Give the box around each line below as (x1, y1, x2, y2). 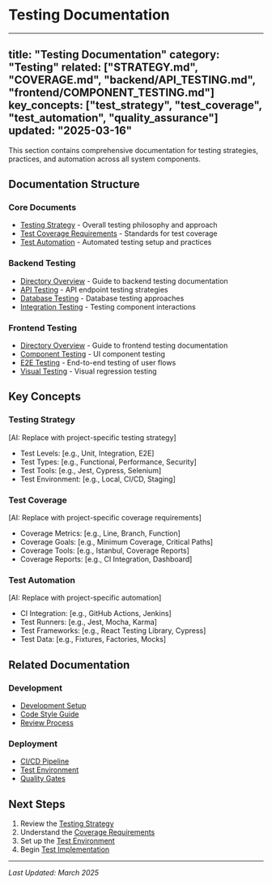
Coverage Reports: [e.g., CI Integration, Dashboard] (19, 554, 193, 564)
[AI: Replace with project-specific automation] (8, 593, 162, 603)
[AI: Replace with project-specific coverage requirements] (8, 513, 202, 523)
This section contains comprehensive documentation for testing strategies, (8, 145, 259, 155)
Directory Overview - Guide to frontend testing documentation (19, 340, 228, 350)
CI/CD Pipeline (19, 756, 70, 767)
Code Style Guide (19, 709, 79, 719)
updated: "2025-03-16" (8, 124, 132, 138)
